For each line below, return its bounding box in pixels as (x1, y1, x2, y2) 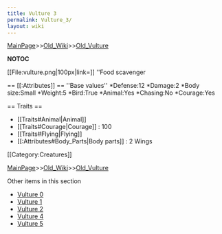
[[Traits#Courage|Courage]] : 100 (16, 123, 112, 131)
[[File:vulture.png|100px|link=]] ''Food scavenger (7, 68, 146, 76)
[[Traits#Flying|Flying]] (16, 130, 82, 138)
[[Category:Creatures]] (7, 150, 72, 159)
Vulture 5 (16, 220, 43, 228)
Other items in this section (7, 177, 81, 185)
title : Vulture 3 (7, 10, 57, 17)
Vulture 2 (16, 205, 43, 213)
